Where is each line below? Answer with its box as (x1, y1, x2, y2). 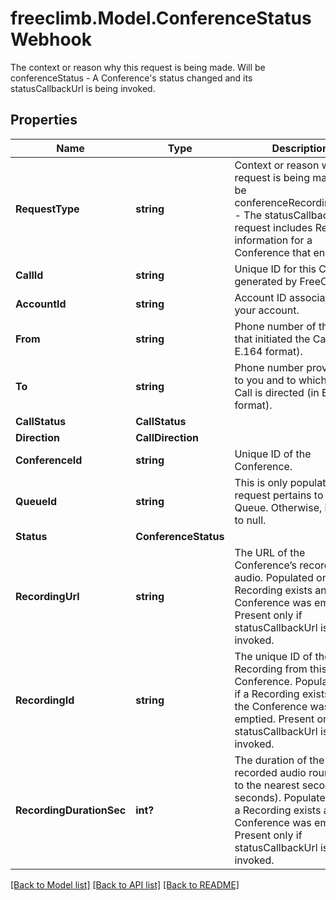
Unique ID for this (234, 262, 317, 276)
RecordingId (15, 693, 75, 707)
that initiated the (234, 332, 311, 346)
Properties (10, 112, 78, 129)
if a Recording (234, 687, 300, 701)
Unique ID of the (234, 447, 312, 461)
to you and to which (234, 373, 327, 387)
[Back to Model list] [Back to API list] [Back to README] (10, 878, 240, 891)
